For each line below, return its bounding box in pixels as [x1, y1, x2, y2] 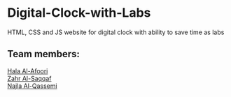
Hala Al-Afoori [7, 66, 48, 75]
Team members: [7, 48, 80, 60]
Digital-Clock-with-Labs [7, 5, 151, 21]
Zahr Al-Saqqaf [7, 74, 52, 82]
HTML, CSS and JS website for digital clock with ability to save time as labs [7, 28, 225, 36]
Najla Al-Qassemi [7, 82, 57, 90]
